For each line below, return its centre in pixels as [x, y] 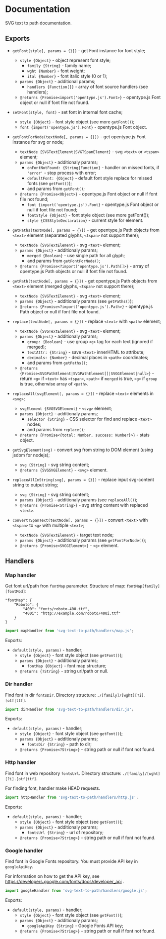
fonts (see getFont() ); [50, 183]
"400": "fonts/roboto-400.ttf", [56, 609]
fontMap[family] [143, 586]
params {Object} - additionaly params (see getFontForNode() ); [83, 540]
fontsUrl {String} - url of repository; [65, 832]
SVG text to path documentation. [38, 23]
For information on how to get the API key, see [53, 876]
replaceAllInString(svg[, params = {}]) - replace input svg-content [83, 479]
